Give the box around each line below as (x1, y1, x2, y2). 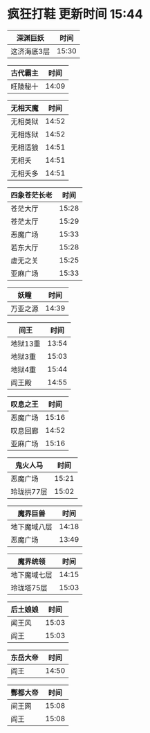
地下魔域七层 (10, 569, 53, 579)
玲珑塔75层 (10, 583, 48, 592)
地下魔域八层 (10, 522, 53, 531)
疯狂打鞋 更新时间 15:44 (7, 6, 143, 22)
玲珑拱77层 (10, 486, 48, 496)
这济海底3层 (10, 46, 50, 56)
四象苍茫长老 (10, 190, 53, 200)
